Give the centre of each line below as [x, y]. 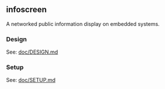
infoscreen [27, 10]
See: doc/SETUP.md [31, 80]
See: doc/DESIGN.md [32, 52]
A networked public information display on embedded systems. [83, 24]
